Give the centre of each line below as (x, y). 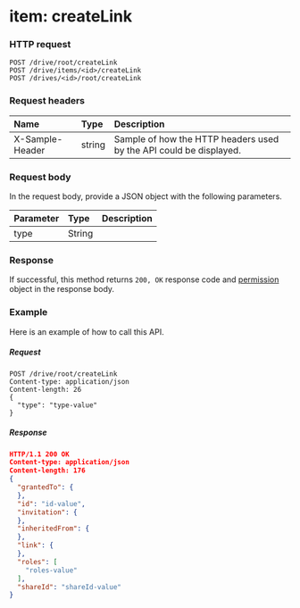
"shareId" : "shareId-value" (70, 587)
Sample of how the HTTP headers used (196, 138)
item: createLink (71, 17)
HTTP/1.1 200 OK (39, 454)
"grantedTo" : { (46, 487)
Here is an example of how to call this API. (87, 331)
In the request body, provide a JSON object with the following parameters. (146, 196)
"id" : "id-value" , (52, 504)
